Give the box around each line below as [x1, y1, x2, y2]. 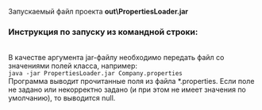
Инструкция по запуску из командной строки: [8, 26, 198, 37]
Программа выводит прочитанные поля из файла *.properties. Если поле [8, 77, 255, 86]
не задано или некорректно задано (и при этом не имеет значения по [8, 85, 246, 94]
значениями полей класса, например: [8, 61, 137, 70]
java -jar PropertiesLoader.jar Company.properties [8, 70, 183, 78]
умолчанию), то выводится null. [8, 93, 116, 103]
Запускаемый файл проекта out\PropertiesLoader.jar [8, 7, 189, 16]
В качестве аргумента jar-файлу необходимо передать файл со [8, 53, 225, 63]
